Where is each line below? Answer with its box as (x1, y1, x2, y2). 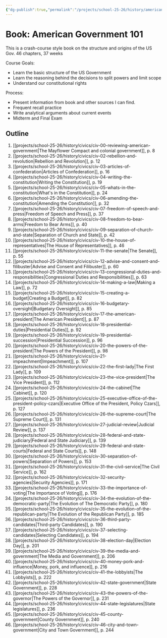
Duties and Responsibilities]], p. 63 (75, 274, 147, 280)
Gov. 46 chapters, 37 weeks (5, 50, 63, 56)
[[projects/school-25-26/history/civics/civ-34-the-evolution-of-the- (12, 495, 152, 501)
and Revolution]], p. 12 (55, 158, 101, 164)
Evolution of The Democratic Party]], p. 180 (59, 501, 148, 507)
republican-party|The (12, 511, 57, 517)
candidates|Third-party (12, 522, 61, 528)
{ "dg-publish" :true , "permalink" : (5, 7, 75, 12)
